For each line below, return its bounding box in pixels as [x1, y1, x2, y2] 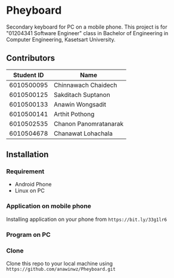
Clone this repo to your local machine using [6, 260, 113, 267]
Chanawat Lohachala [53, 129, 113, 138]
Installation [6, 149, 49, 160]
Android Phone [14, 181, 52, 188]
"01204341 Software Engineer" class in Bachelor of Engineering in [6, 29, 169, 36]
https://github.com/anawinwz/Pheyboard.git [6, 266, 116, 272]
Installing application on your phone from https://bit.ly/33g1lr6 [6, 215, 167, 223]
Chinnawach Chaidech [53, 81, 117, 89]
